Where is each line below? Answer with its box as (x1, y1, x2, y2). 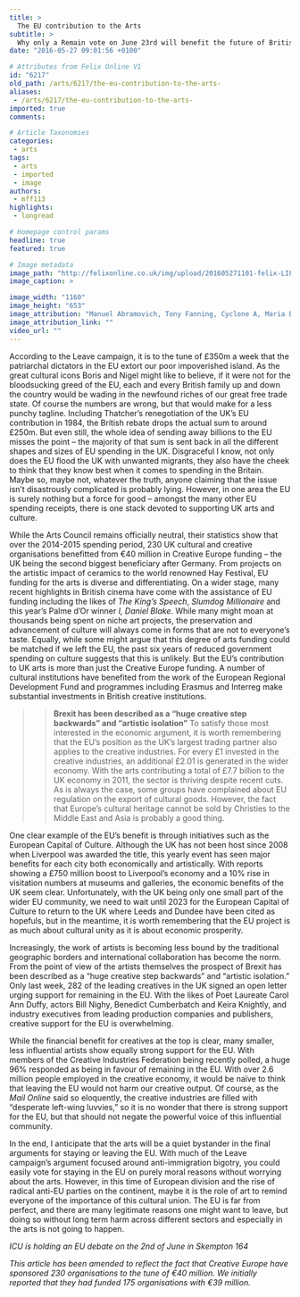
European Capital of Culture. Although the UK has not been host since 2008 (9, 839, 288, 849)
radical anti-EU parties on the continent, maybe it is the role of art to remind (9, 1185, 287, 1196)
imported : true (9, 104, 66, 113)
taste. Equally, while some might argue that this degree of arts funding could (9, 633, 290, 644)
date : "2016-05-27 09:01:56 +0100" (9, 46, 142, 55)
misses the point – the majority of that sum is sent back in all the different (9, 436, 279, 447)
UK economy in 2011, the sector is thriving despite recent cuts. (53, 774, 284, 785)
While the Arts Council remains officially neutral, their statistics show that (9, 529, 279, 540)
